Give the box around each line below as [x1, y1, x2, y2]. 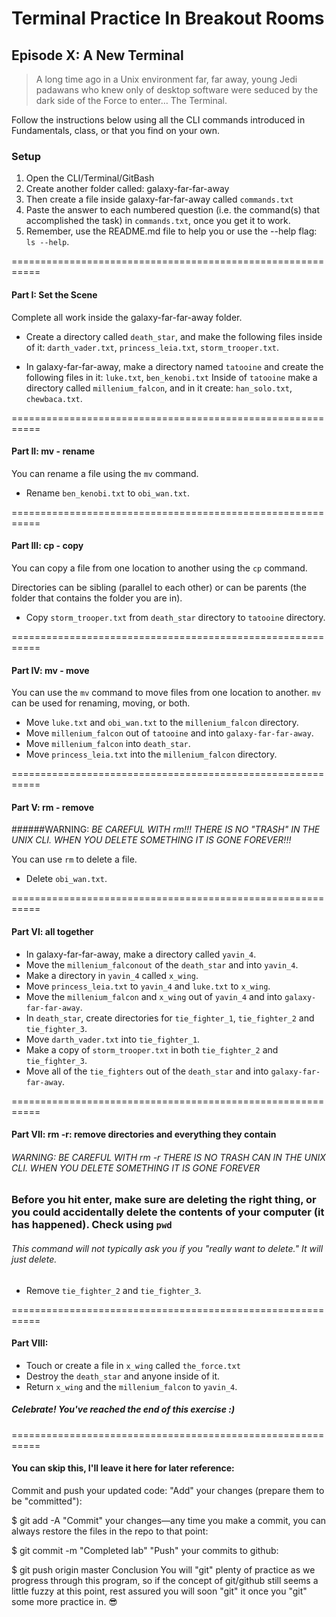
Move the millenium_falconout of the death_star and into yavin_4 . [25, 958, 299, 971]
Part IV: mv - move [11, 664, 90, 676]
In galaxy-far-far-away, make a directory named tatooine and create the [25, 360, 324, 372]
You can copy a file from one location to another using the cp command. [11, 562, 308, 574]
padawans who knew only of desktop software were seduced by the [35, 84, 319, 96]
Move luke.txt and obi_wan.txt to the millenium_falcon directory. [25, 717, 299, 729]
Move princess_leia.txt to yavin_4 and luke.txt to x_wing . [25, 980, 271, 992]
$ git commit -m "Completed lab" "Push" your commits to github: [11, 1544, 279, 1556]
